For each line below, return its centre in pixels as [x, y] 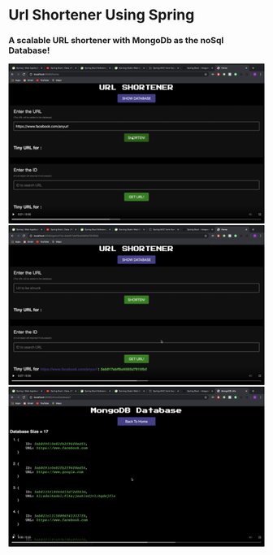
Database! [29, 50]
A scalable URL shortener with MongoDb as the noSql [116, 41]
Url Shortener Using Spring [102, 15]
